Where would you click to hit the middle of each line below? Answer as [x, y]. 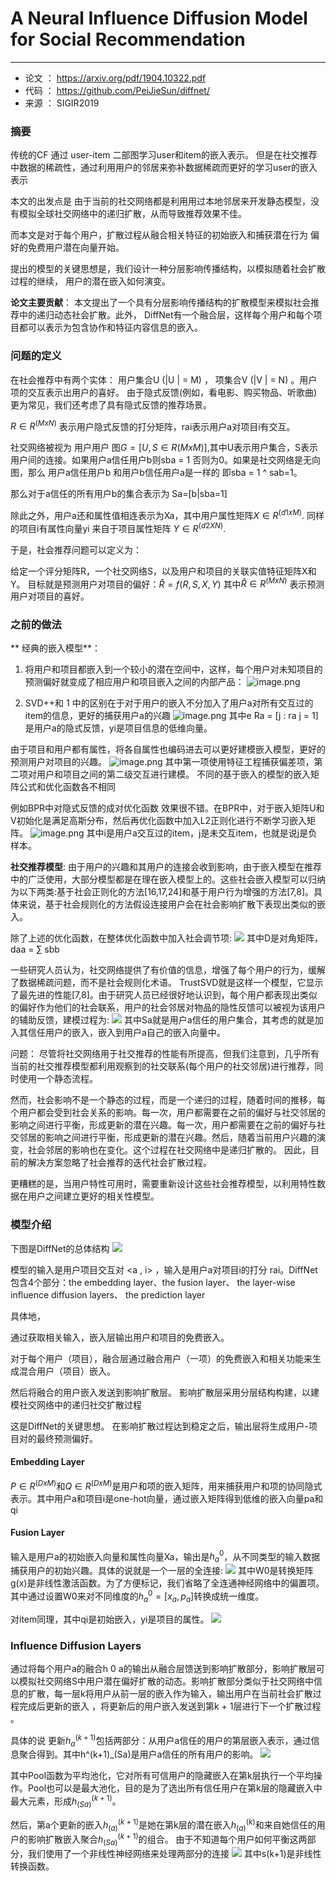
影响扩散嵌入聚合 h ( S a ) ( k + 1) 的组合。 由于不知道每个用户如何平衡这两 [167, 1839]
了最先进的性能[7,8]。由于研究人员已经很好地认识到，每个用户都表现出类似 [164, 995]
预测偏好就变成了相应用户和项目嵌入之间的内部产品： [134, 682]
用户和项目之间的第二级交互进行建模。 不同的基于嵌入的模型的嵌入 [173, 774]
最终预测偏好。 [67, 1438]
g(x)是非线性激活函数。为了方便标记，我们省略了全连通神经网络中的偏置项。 [167, 1583]
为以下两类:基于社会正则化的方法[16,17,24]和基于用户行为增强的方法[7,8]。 [162, 892]
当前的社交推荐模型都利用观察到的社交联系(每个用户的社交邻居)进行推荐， [162, 1066]
